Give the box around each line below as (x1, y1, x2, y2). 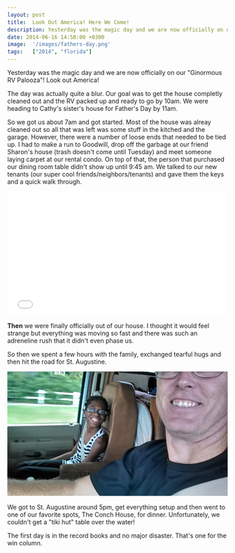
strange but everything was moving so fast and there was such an (7, 329, 198, 337)
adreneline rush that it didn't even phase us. (7, 336, 134, 345)
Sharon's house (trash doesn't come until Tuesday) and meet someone (7, 148, 212, 156)
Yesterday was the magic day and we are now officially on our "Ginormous (7, 69, 222, 76)
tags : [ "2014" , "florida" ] (7, 48, 92, 55)
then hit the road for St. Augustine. (7, 357, 107, 366)
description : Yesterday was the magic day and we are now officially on (7, 26, 224, 33)
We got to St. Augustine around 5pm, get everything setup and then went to (7, 503, 226, 511)
